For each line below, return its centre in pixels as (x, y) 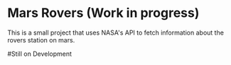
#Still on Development (40, 54)
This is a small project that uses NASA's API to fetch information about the (116, 32)
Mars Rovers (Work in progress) (103, 13)
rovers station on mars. (41, 40)
